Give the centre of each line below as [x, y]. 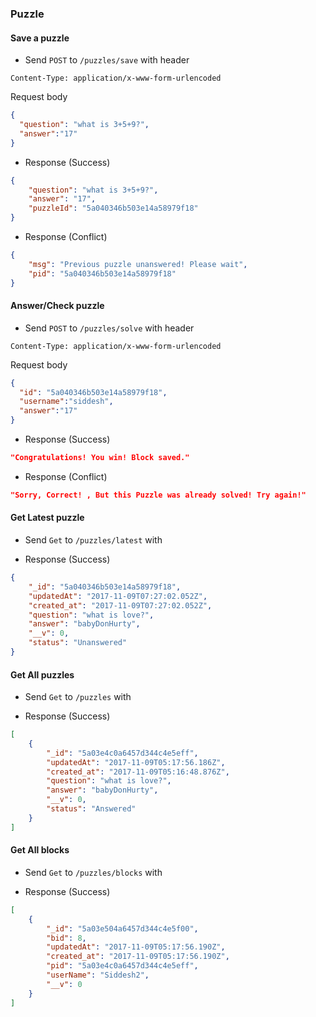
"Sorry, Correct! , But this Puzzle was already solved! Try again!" [158, 495]
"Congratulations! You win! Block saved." [100, 458]
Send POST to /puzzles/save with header [107, 60]
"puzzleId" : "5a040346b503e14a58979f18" [113, 208]
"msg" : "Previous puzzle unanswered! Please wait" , [138, 264]
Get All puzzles [42, 674]
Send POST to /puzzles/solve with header [109, 328]
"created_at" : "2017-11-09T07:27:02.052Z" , [120, 605]
